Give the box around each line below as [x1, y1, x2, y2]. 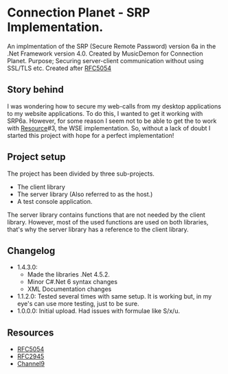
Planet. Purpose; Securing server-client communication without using [7, 56, 204, 65]
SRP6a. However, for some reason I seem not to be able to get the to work [7, 117, 217, 125]
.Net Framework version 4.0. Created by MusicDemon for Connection [7, 49, 204, 58]
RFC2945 [16, 352, 45, 361]
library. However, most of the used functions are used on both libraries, [7, 218, 209, 226]
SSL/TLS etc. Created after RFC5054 [7, 64, 112, 72]
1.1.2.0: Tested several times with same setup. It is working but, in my [16, 292, 212, 301]
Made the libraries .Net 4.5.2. [27, 270, 110, 279]
